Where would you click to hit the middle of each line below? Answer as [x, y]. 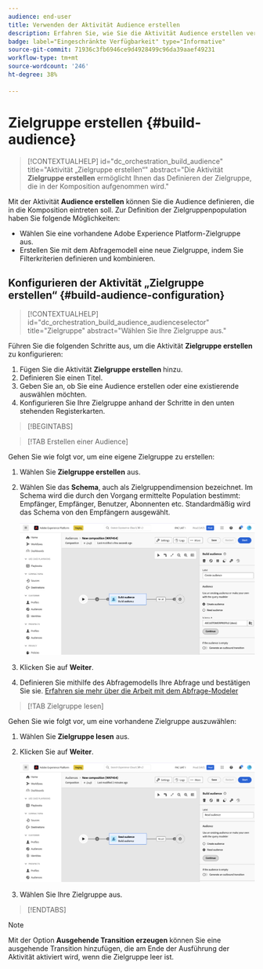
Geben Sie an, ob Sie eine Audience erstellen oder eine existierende [129, 386]
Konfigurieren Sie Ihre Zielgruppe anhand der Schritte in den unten [127, 403]
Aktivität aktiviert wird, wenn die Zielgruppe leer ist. [91, 956]
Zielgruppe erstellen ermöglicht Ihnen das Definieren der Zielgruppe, [139, 177]
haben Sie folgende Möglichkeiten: [64, 218]
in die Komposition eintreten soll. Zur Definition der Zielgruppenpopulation [127, 210]
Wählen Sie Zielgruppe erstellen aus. [80, 472]
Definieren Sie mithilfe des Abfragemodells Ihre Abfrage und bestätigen [135, 682]
